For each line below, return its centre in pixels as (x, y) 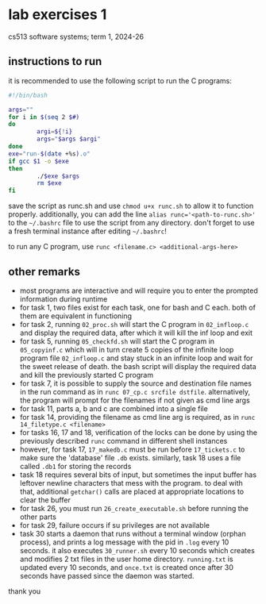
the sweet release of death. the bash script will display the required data (138, 366)
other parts (38, 517)
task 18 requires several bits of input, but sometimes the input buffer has (138, 475)
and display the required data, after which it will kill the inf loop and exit (136, 333)
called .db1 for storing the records (75, 466)
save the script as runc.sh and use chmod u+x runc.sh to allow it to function (131, 206)
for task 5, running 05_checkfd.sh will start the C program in (117, 341)
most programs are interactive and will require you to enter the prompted (139, 290)
